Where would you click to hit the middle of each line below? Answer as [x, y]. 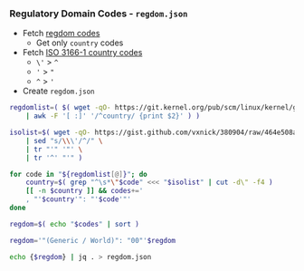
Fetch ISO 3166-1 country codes [82, 53]
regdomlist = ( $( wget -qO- [60, 108]
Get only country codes [80, 43]
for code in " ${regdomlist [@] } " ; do [78, 174]
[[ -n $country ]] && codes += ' [85, 191]
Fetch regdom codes [61, 34]
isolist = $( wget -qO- [50, 133]
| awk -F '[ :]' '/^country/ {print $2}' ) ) [113, 116]
